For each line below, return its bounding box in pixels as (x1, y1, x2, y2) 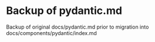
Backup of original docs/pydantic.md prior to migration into (6, 23, 149, 30)
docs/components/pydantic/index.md (6, 29, 97, 36)
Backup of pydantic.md (6, 4, 122, 17)
